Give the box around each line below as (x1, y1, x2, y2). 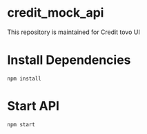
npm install (7, 75, 41, 82)
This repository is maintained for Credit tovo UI (7, 28, 140, 36)
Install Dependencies (7, 52, 131, 68)
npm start (7, 121, 36, 128)
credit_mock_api (7, 5, 104, 21)
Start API (7, 99, 60, 114)
